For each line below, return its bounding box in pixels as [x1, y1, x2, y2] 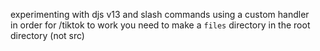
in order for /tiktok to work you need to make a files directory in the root [10, 19, 311, 31]
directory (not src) [10, 30, 85, 41]
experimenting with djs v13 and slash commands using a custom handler [10, 9, 310, 20]
